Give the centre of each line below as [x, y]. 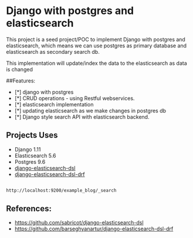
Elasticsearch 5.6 [35, 156]
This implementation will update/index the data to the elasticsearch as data [97, 63]
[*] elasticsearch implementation [54, 104]
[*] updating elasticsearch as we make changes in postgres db [90, 111]
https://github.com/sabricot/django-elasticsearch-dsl [79, 222]
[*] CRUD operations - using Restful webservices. [75, 98]
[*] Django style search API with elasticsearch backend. [82, 117]
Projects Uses [32, 135]
